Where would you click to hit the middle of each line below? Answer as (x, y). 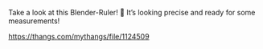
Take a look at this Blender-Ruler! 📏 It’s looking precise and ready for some (132, 12)
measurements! (34, 21)
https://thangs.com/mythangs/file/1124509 (79, 37)
